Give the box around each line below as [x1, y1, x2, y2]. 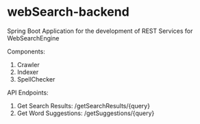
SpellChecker [16, 75, 55, 83]
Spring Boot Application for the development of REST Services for [7, 27, 193, 35]
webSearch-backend [7, 4, 130, 20]
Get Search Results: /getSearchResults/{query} [16, 101, 151, 110]
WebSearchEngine [7, 34, 60, 42]
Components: [7, 47, 46, 55]
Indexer [16, 68, 39, 76]
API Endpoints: [7, 88, 49, 97]
